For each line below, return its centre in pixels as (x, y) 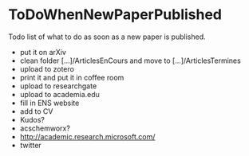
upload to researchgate (58, 86)
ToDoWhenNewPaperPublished (115, 15)
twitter (30, 145)
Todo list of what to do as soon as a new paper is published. (107, 37)
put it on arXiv (43, 52)
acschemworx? (45, 128)
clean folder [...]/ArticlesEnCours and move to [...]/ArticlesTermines (130, 60)
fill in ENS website (49, 103)
